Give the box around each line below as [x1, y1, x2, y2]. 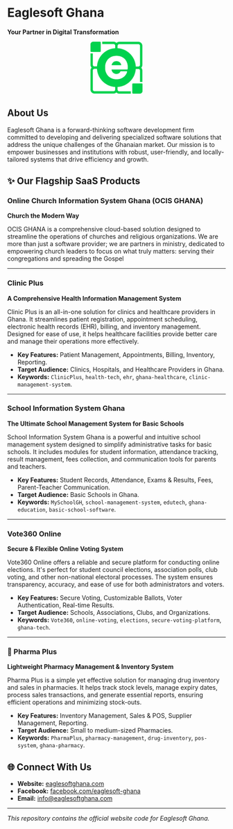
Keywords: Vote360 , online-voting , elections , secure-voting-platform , [17, 616, 222, 625]
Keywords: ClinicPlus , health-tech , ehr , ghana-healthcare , [17, 372, 188, 381]
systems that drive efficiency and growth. [30, 155, 149, 164]
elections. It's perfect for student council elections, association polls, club [7, 566, 218, 574]
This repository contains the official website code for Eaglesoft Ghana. [7, 814, 210, 823]
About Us [7, 107, 49, 119]
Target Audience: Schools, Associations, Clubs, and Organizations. [17, 609, 211, 617]
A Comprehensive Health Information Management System [7, 294, 182, 302]
